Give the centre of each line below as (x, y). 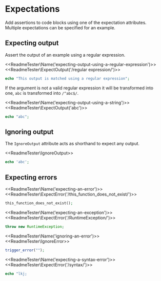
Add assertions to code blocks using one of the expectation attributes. (76, 22)
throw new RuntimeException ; (35, 227)
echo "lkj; (16, 274)
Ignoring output (29, 132)
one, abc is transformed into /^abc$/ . (42, 93)
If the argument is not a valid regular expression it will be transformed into (79, 88)
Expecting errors (31, 177)
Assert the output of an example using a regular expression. (65, 55)
